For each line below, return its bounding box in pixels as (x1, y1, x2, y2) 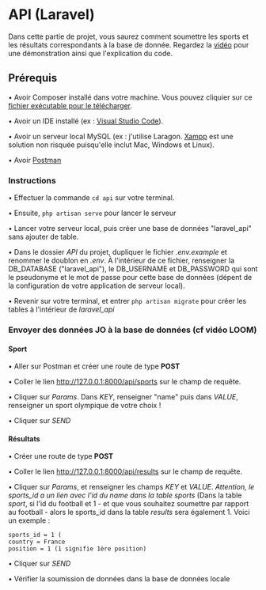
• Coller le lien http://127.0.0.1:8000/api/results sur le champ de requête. (8, 467, 243, 476)
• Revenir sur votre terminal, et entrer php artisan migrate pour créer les (8, 297, 247, 306)
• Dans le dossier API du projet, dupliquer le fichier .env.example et (8, 248, 228, 257)
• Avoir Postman (8, 155, 62, 165)
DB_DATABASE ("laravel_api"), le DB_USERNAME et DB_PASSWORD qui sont (8, 264, 258, 274)
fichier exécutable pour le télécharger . (8, 100, 133, 110)
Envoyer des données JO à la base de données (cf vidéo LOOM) (8, 324, 257, 335)
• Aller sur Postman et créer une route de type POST (8, 361, 180, 371)
